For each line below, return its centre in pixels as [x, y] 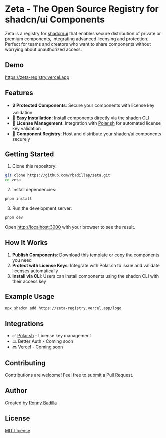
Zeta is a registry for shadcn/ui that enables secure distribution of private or [83, 33]
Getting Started [30, 154]
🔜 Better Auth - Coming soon [43, 341]
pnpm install [19, 199]
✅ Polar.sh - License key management [52, 336]
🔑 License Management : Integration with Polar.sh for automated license [86, 123]
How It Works [27, 243]
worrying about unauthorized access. [44, 49]
